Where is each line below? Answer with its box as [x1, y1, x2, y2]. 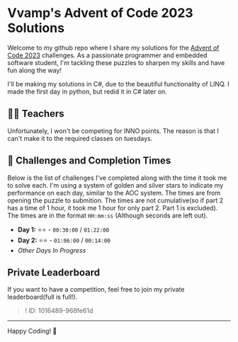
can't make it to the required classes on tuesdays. [7, 134, 153, 142]
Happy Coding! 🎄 [7, 327, 57, 336]
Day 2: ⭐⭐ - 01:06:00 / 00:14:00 [17, 236, 111, 244]
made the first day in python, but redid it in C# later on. [7, 87, 168, 96]
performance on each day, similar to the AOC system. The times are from [7, 188, 221, 197]
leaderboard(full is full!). [7, 292, 78, 302]
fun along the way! [7, 66, 62, 74]
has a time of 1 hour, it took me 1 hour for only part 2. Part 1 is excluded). [7, 203, 218, 212]
